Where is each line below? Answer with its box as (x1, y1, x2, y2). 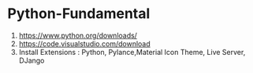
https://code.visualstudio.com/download (18, 38, 151, 48)
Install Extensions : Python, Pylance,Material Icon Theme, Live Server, (18, 47, 246, 57)
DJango (18, 56, 45, 65)
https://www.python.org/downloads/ (18, 31, 137, 40)
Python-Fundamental (7, 5, 151, 23)
